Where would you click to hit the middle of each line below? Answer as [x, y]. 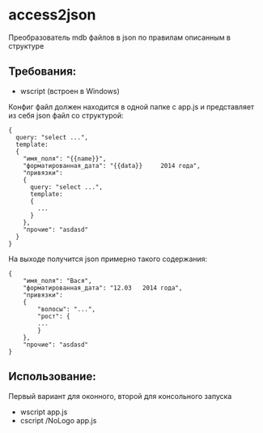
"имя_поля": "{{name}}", [65, 159]
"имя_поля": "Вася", [57, 281]
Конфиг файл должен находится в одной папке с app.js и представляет [131, 106]
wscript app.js [44, 412]
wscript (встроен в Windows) [70, 91]
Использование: [52, 377]
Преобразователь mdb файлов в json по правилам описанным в [120, 37]
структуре [26, 45]
